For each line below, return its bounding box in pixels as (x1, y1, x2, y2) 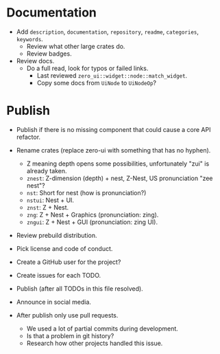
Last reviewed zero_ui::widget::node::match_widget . (36, 71, 188, 80)
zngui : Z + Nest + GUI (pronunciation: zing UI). (26, 218, 158, 226)
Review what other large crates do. (26, 42, 125, 50)
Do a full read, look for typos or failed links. (26, 64, 149, 72)
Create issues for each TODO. (16, 271, 101, 279)
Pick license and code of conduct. (16, 244, 113, 252)
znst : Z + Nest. (26, 203, 69, 211)
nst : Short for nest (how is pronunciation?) (26, 188, 147, 197)
